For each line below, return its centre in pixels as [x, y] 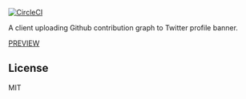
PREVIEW [24, 43]
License [28, 68]
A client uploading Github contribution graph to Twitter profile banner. [123, 28]
